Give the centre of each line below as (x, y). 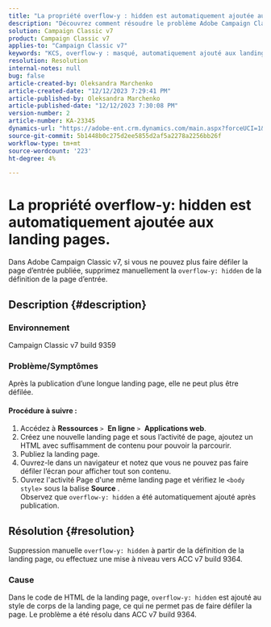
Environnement (39, 328)
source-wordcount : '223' (50, 151)
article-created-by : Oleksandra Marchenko (81, 83)
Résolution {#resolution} (72, 531)
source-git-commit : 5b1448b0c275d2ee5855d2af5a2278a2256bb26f (115, 136)
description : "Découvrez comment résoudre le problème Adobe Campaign (129, 23)
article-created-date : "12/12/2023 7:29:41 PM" (90, 91)
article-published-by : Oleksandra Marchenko (84, 98)
